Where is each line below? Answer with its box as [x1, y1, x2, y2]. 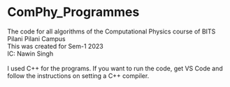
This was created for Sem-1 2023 [7, 42, 103, 50]
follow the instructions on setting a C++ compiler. [7, 71, 150, 80]
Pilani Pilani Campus [7, 34, 66, 42]
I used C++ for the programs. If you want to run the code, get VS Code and [7, 64, 224, 72]
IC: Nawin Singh [7, 49, 54, 58]
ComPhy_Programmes [7, 4, 140, 20]
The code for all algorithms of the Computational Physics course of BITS [7, 27, 216, 35]
